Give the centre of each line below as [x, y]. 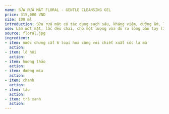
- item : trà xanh [23, 99]
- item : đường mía [24, 71]
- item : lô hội [21, 52]
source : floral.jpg [25, 33]
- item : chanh [20, 80]
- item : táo [17, 90]
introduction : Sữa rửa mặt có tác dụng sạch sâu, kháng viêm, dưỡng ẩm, [83, 24]
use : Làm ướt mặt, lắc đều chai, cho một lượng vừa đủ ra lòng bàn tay [81, 29]
